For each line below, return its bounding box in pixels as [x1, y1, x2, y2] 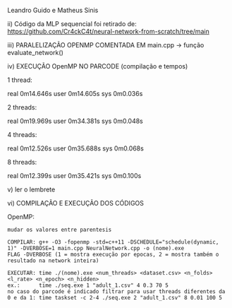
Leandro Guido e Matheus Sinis [7, 6, 99, 14]
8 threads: [7, 158, 37, 166]
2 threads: [7, 103, 37, 112]
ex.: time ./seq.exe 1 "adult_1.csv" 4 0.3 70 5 [7, 282, 169, 289]
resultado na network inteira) [7, 257, 99, 264]
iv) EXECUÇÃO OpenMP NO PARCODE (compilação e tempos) [7, 62, 188, 70]
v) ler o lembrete [7, 185, 56, 194]
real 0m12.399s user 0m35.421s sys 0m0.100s [7, 172, 142, 179]
